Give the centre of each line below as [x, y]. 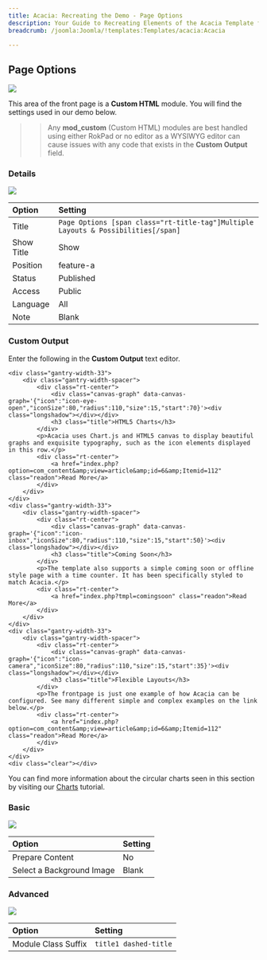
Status [24, 278]
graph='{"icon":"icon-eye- [53, 401]
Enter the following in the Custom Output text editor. [94, 359]
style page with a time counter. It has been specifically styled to [126, 575]
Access [26, 292]
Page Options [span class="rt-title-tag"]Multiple [156, 223]
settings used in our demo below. [63, 112]
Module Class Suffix [50, 944]
